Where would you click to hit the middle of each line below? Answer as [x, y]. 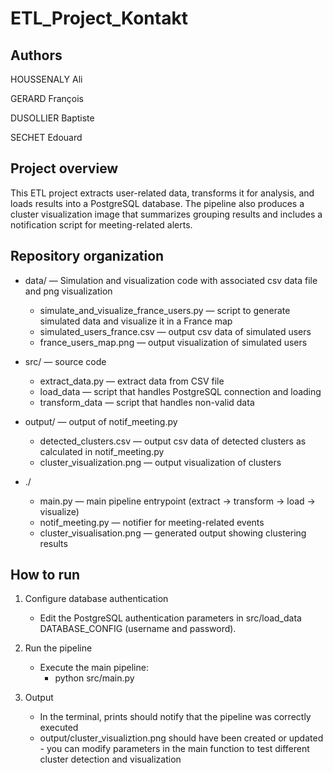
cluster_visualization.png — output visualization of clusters [160, 462]
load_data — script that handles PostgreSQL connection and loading [180, 391]
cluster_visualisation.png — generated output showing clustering [173, 533]
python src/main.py [94, 678]
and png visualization [68, 291]
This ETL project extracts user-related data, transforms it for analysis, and [162, 193]
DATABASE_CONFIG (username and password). [138, 629]
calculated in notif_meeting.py [102, 451]
